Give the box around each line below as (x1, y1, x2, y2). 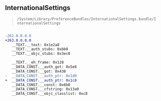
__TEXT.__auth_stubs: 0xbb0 (11, 47, 68, 52)
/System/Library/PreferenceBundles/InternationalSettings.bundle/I (16, 16, 156, 21)
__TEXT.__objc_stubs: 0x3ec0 (11, 51, 70, 56)
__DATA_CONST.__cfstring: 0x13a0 (11, 87, 79, 92)
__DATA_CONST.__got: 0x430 (11, 69, 66, 74)
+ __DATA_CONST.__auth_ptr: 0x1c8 (5, 78, 77, 83)
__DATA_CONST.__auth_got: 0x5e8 (11, 64, 77, 69)
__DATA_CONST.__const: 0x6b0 (11, 82, 70, 87)
